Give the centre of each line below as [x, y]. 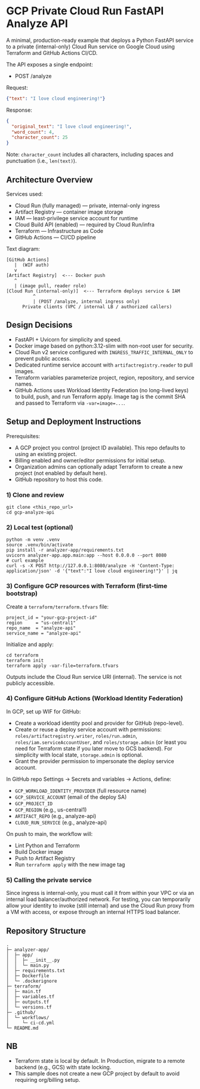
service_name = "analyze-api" [44, 633]
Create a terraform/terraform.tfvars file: [58, 607]
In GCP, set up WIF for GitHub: [44, 711]
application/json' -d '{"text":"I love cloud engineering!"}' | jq [92, 571]
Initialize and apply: [30, 644]
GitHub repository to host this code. [59, 479]
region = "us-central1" [41, 623]
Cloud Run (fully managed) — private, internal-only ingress [87, 205]
